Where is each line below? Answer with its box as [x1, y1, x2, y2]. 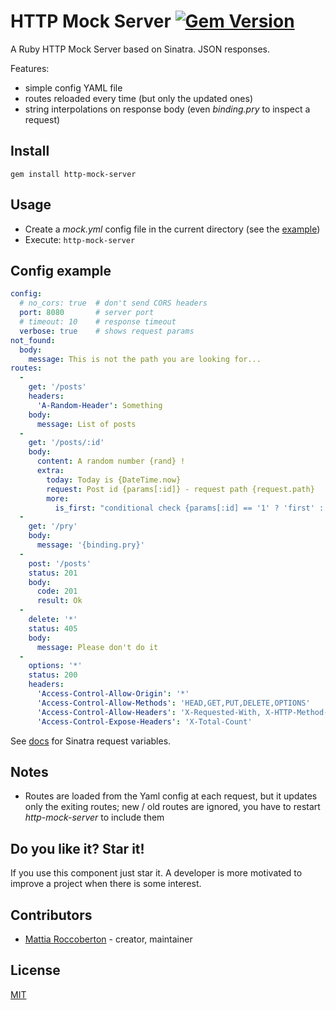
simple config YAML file [24, 81, 123, 94]
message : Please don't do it [36, 642, 159, 652]
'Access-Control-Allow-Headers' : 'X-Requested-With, [36, 707, 262, 717]
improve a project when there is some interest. [10, 878, 202, 890]
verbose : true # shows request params [19, 326, 195, 336]
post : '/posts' [28, 558, 92, 569]
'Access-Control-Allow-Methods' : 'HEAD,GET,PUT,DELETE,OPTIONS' [36, 698, 311, 708]
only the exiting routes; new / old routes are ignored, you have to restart [24, 801, 321, 813]
